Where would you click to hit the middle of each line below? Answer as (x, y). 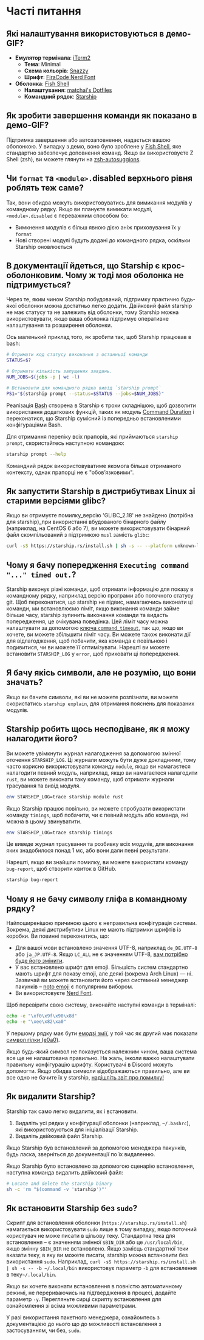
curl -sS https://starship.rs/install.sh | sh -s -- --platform (89, 546)
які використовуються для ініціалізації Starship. (76, 1129)
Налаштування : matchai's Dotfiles (68, 90)
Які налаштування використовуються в (85, 34)
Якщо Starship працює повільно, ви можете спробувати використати (96, 808)
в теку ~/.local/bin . (31, 1275)
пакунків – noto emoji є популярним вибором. (74, 986)
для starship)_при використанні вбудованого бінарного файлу (86, 522)
